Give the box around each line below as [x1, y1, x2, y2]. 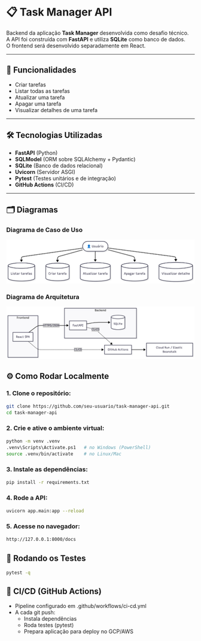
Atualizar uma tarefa [14, 94, 65, 101]
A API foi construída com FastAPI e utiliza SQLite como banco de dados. [6, 35, 185, 43]
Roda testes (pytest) [23, 621, 74, 628]
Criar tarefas [14, 81, 46, 88]
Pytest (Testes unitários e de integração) [14, 174, 117, 182]
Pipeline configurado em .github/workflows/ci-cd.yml [14, 602, 147, 609]
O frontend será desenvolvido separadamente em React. [6, 42, 146, 49]
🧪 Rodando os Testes [6, 553, 86, 563]
